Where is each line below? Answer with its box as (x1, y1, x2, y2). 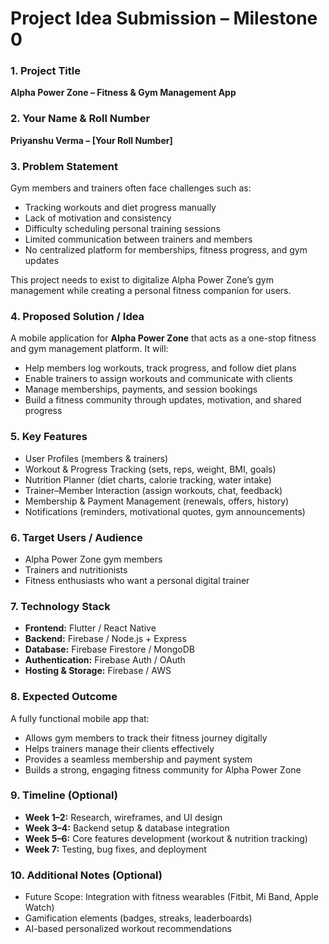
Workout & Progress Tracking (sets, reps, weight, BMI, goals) (24, 463, 277, 475)
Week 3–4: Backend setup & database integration (24, 822, 230, 834)
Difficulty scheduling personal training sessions (24, 223, 221, 235)
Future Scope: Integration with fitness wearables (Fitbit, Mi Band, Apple (24, 891, 319, 903)
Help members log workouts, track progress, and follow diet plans (24, 362, 297, 374)
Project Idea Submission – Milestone (10, 7, 318, 30)
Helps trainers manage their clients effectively (24, 742, 215, 754)
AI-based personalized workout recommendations (24, 923, 232, 935)
